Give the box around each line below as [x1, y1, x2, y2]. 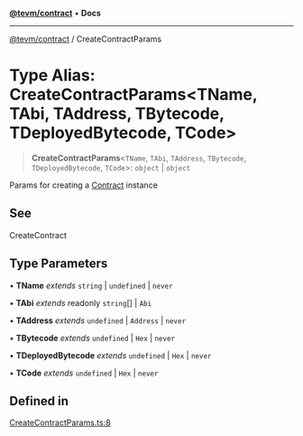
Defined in [9, 393, 69, 409]
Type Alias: [9, 65, 96, 86]
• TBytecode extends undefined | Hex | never [9, 332, 176, 343]
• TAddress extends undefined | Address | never [9, 315, 187, 326]
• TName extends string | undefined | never [9, 280, 173, 291]
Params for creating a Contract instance [9, 180, 158, 190]
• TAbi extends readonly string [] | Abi [9, 297, 152, 308]
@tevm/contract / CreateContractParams [9, 33, 162, 44]
